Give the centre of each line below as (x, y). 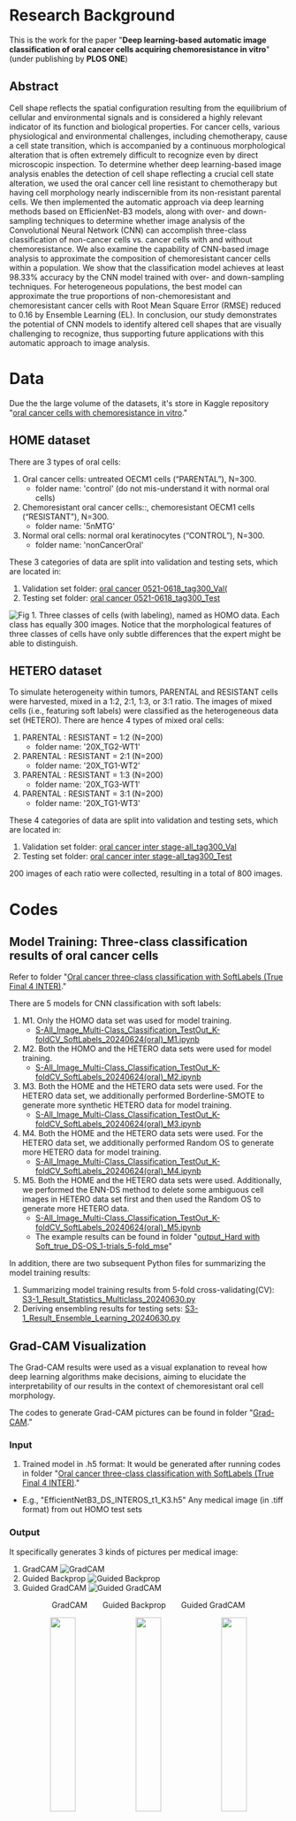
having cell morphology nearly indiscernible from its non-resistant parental (145, 192)
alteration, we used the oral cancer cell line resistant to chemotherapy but (144, 183)
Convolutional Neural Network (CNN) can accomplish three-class (128, 230)
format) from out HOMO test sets (82, 1510)
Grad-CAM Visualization (78, 1346)
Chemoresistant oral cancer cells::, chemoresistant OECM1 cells (138, 507)
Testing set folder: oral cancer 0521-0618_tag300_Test (121, 597)
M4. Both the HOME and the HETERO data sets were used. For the (142, 1133)
